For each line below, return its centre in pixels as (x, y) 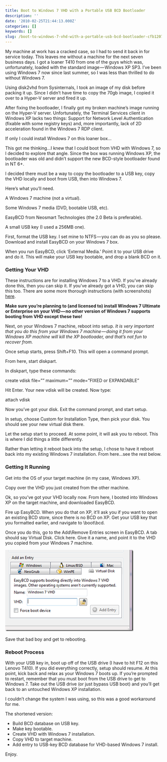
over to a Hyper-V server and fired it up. (46, 98)
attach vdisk (18, 400)
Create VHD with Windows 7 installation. (54, 734)
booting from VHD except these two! (44, 317)
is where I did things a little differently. (44, 439)
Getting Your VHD (27, 269)
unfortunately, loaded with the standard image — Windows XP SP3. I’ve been (83, 67)
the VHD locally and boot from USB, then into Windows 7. (64, 179)
